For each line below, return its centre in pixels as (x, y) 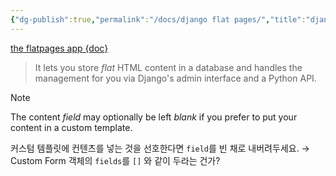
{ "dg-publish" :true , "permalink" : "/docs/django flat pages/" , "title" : (158, 19)
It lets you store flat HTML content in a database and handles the (168, 67)
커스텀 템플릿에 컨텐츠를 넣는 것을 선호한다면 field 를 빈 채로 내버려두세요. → (160, 148)
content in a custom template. (71, 127)
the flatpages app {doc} (59, 48)
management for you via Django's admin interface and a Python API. (175, 78)
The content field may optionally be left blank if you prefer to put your (154, 117)
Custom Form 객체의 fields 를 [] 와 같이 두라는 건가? (115, 160)
